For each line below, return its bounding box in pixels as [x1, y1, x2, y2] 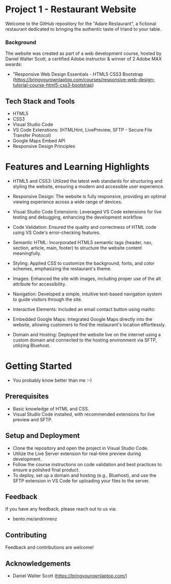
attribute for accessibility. [12, 280, 66, 287]
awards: [5, 61, 22, 68]
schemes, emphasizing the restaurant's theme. [12, 265, 112, 272]
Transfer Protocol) [12, 132, 52, 139]
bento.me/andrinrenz [12, 516, 58, 522]
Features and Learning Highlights [5, 161, 150, 172]
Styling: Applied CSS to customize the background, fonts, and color [12, 260, 155, 266]
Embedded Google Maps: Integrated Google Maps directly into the [12, 316, 153, 322]
